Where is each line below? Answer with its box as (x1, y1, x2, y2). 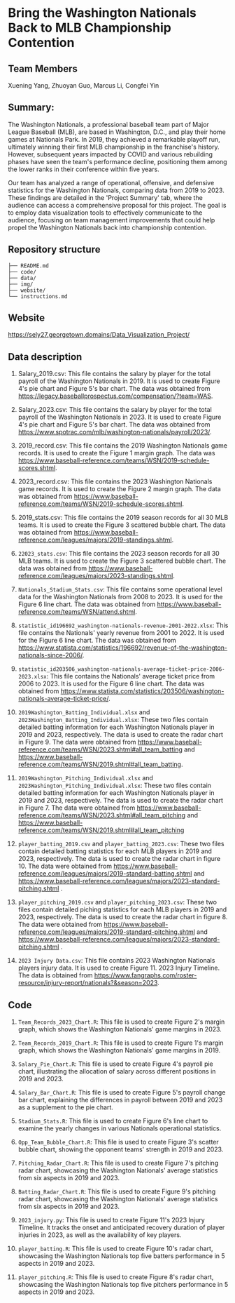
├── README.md (8, 262, 50, 269)
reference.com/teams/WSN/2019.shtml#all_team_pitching (17, 826, 185, 834)
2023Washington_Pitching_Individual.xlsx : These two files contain (17, 781, 212, 790)
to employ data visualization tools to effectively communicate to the (8, 208, 203, 217)
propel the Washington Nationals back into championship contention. (8, 223, 207, 232)
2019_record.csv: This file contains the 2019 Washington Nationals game (17, 441, 228, 450)
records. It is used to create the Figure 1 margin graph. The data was (17, 449, 215, 457)
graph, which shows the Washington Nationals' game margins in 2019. (17, 1046, 221, 1055)
